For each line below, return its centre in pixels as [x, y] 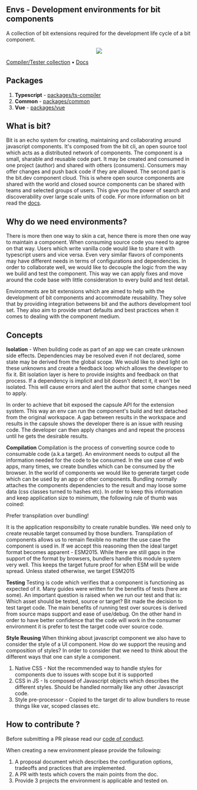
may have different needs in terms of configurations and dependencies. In [96, 261]
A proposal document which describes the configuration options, [93, 762]
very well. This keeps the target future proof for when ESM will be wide [92, 565]
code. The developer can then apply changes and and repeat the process [96, 430]
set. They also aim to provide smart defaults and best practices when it [92, 310]
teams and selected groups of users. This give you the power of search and [98, 190]
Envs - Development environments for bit [83, 10]
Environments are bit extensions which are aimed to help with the [86, 292]
